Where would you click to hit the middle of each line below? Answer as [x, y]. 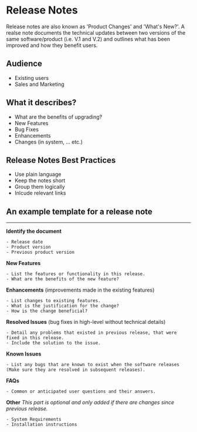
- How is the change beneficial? [47, 311]
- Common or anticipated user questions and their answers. [81, 391]
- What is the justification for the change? [62, 306]
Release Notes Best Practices [61, 160]
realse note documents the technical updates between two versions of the [96, 32]
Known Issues [24, 354]
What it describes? [41, 103]
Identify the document [34, 231]
